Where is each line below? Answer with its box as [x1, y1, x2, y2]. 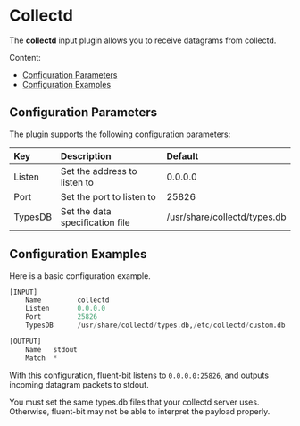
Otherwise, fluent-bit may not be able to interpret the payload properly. [9, 405, 271, 416]
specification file [60, 216, 131, 229]
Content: [9, 52, 42, 63]
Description [60, 149, 112, 162]
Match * [25, 354, 58, 363]
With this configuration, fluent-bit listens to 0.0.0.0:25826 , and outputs [9, 370, 270, 380]
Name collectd [25, 296, 110, 305]
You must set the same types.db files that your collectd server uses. [9, 397, 260, 407]
